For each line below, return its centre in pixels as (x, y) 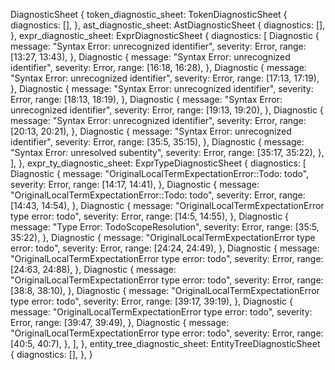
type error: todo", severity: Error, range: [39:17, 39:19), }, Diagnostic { (151, 301)
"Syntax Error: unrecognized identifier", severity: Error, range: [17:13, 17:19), (165, 78)
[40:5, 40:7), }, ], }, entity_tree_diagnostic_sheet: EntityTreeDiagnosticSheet (165, 343)
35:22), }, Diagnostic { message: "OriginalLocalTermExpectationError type (163, 237)
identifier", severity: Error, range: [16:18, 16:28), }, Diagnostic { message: (158, 67)
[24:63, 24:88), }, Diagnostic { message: (93, 269)
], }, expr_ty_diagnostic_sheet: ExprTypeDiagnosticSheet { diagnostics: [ (158, 163)
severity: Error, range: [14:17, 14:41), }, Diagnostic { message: (135, 184)
